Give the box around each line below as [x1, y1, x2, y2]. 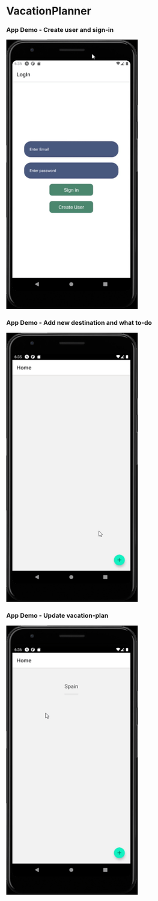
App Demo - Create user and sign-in [6, 26, 114, 34]
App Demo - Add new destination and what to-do [6, 319, 152, 327]
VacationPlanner [6, 4, 91, 18]
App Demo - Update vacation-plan [6, 612, 109, 620]
